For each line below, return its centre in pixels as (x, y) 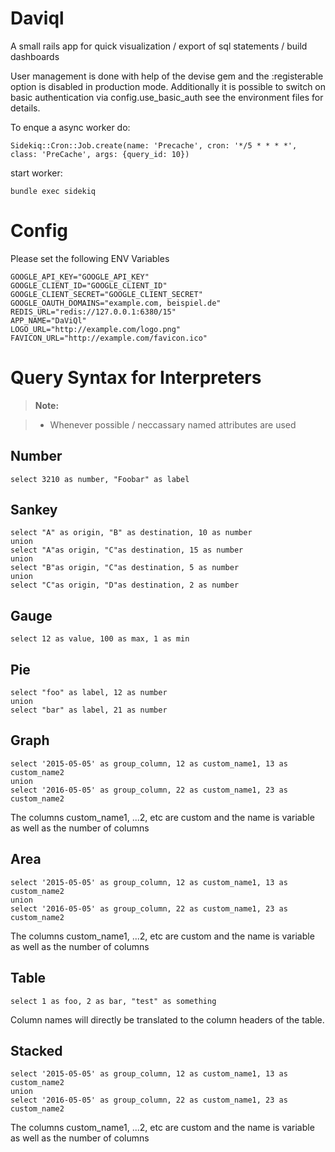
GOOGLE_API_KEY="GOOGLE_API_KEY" (80, 277)
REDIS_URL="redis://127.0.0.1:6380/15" (93, 312)
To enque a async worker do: (70, 127)
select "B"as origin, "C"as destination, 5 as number (125, 568)
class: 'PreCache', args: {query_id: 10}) (100, 154)
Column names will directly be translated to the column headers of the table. (167, 1019)
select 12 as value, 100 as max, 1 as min (100, 639)
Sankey (34, 510)
